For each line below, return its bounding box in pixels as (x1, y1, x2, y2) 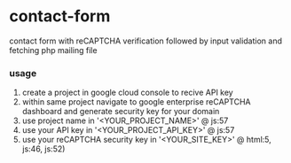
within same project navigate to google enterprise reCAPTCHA (21, 97, 251, 107)
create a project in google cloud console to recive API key (21, 87, 233, 98)
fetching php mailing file (9, 44, 98, 55)
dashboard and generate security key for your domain (21, 106, 220, 117)
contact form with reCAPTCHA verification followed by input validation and (9, 35, 282, 46)
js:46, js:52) (21, 144, 66, 154)
